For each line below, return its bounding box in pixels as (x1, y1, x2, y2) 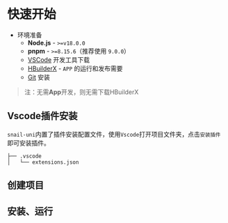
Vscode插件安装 (7, 110, 78, 122)
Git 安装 (27, 72, 50, 81)
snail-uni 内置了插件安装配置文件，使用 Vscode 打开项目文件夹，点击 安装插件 (7, 130, 221, 138)
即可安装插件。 (7, 139, 50, 147)
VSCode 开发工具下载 (27, 55, 90, 63)
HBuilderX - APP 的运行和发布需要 (27, 64, 123, 72)
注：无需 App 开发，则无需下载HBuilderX (24, 88, 139, 96)
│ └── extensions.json (7, 158, 79, 166)
